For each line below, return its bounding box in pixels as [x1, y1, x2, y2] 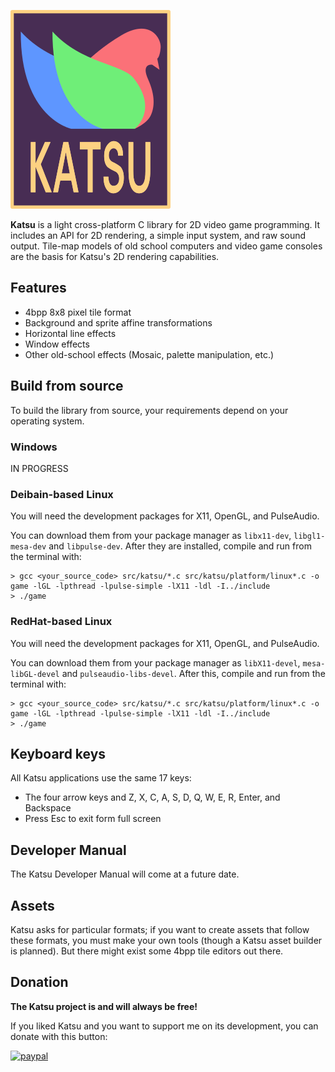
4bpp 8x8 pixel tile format [24, 306, 132, 318]
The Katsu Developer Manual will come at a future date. [10, 868, 240, 880]
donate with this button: [10, 1030, 108, 1042]
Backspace [24, 802, 72, 814]
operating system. [10, 415, 85, 427]
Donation [10, 974, 69, 991]
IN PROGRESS [10, 462, 69, 474]
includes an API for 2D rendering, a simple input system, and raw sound [10, 230, 307, 241]
